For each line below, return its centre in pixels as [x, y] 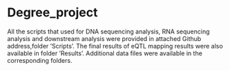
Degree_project [52, 13]
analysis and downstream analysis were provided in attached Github [104, 38]
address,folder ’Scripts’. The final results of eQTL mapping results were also [115, 46]
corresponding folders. [40, 60]
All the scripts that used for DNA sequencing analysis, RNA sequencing [108, 31]
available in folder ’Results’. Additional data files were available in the [105, 53]
